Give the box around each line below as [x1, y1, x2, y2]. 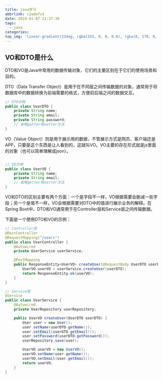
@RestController [5, 230, 38, 236]
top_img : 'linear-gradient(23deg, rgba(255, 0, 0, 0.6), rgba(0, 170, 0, [5, 34, 158, 39]
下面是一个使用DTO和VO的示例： [5, 217, 71, 223]
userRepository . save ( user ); [22, 338, 79, 343]
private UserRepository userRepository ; [14, 307, 97, 312]
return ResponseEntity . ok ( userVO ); [22, 271, 95, 276]
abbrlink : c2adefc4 [5, 12, 45, 17]
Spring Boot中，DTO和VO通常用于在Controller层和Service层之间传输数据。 [5, 206, 155, 212]
